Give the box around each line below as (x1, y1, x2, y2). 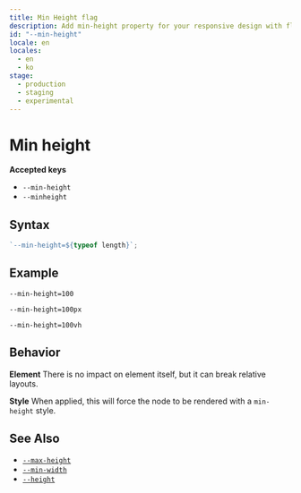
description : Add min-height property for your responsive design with (9, 21, 282, 30)
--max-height (21, 456, 72, 465)
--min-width (21, 466, 67, 475)
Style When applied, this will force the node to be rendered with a (9, 395, 253, 406)
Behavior (9, 345, 61, 361)
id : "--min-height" (9, 30, 82, 38)
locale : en (9, 38, 50, 47)
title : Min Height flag (9, 13, 99, 22)
